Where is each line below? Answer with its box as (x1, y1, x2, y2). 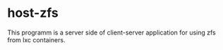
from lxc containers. (7, 35, 66, 44)
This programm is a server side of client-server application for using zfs (7, 28, 217, 37)
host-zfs (7, 5, 59, 21)
